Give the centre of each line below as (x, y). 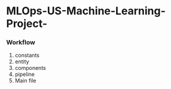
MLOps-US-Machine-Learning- (86, 11)
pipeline (25, 74)
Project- (27, 24)
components (30, 68)
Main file (26, 81)
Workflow (21, 42)
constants (27, 56)
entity (22, 62)
